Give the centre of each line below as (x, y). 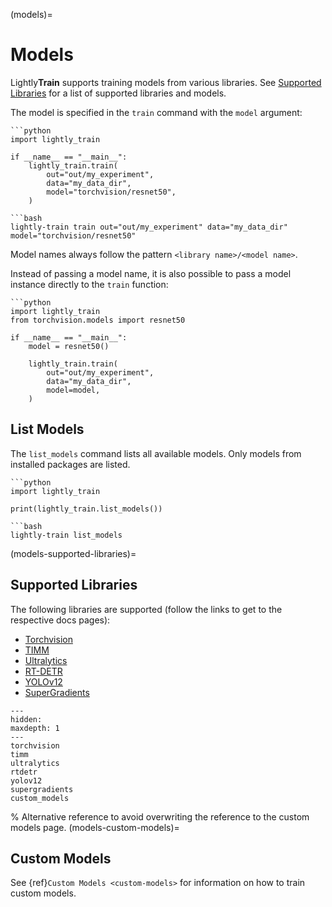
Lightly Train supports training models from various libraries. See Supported (166, 82)
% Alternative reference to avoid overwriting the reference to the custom (160, 816)
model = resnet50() (69, 346)
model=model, (73, 390)
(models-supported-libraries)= (73, 553)
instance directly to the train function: (89, 284)
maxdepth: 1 (35, 728)
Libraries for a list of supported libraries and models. (118, 93)
